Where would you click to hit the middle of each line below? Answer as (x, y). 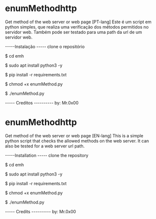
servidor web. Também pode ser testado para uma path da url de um (74, 32)
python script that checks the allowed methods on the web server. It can (77, 141)
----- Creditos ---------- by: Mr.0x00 (42, 102)
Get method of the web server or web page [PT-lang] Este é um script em (78, 22)
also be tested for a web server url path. (45, 146)
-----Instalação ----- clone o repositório (45, 46)
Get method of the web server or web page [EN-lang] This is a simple (74, 135)
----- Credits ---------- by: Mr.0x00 (41, 211)
